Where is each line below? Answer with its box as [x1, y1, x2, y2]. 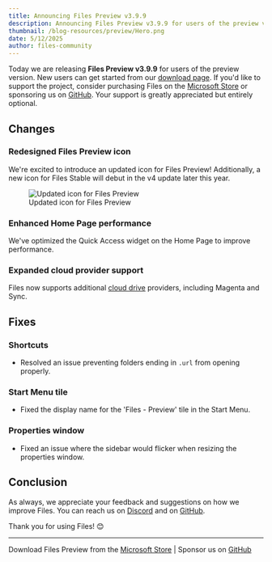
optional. [8, 99, 38, 108]
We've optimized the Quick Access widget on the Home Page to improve [8, 236, 251, 246]
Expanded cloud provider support [8, 264, 144, 276]
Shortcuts [8, 339, 49, 350]
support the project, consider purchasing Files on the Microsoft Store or [8, 82, 249, 91]
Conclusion [8, 475, 68, 489]
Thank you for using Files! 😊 [8, 521, 104, 530]
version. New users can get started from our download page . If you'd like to [8, 73, 261, 82]
